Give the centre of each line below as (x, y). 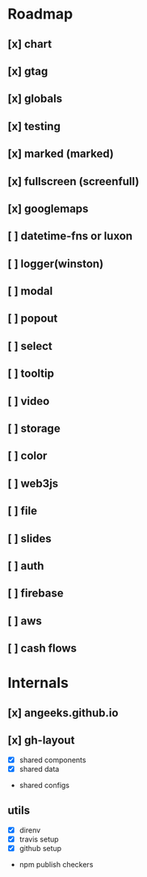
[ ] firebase (36, 594)
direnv (30, 830)
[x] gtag (28, 71)
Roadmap (40, 14)
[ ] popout (33, 319)
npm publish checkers (56, 864)
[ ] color (27, 456)
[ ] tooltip (31, 374)
